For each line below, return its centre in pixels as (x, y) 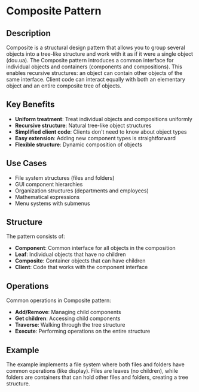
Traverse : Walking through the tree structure (70, 325)
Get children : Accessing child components (68, 318)
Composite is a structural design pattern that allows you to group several (96, 47)
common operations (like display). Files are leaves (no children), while (92, 371)
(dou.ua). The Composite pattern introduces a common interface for (90, 60)
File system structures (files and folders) (65, 177)
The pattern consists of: (36, 236)
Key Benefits (30, 105)
